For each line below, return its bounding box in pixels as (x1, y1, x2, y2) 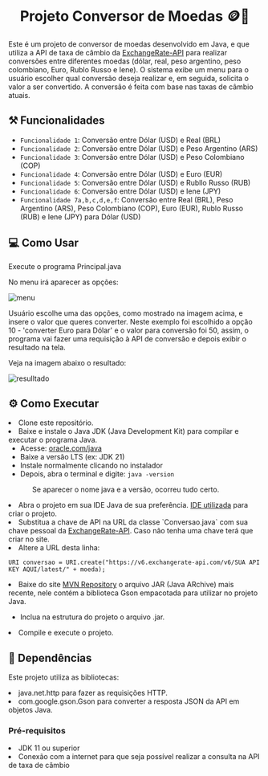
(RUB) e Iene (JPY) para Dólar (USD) (19, 211, 141, 222)
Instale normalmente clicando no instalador (19, 460, 163, 471)
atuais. (8, 90, 30, 100)
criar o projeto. (8, 508, 58, 519)
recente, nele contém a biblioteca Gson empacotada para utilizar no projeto (8, 588, 258, 598)
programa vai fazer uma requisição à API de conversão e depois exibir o (8, 333, 247, 343)
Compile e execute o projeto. (18, 628, 114, 638)
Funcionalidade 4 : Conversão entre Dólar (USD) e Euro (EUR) (19, 169, 223, 178)
